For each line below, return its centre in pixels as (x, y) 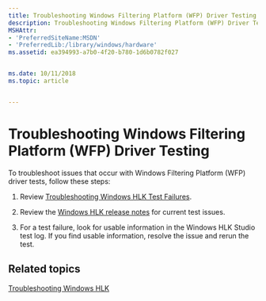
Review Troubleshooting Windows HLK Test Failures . (106, 196)
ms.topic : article (38, 81)
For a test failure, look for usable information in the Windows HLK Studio (137, 227)
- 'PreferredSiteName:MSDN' (55, 38)
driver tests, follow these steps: (59, 181)
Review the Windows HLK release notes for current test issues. (122, 211)
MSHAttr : (23, 30)
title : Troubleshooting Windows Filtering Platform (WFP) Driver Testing (133, 15)
